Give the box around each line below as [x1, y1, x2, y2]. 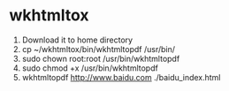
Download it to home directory [21, 34, 134, 45]
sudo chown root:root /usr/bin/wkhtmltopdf [21, 53, 180, 64]
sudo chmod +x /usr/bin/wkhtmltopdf [21, 63, 159, 73]
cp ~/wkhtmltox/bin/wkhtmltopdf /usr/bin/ [21, 43, 175, 54]
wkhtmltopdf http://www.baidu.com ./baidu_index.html [21, 72, 221, 82]
